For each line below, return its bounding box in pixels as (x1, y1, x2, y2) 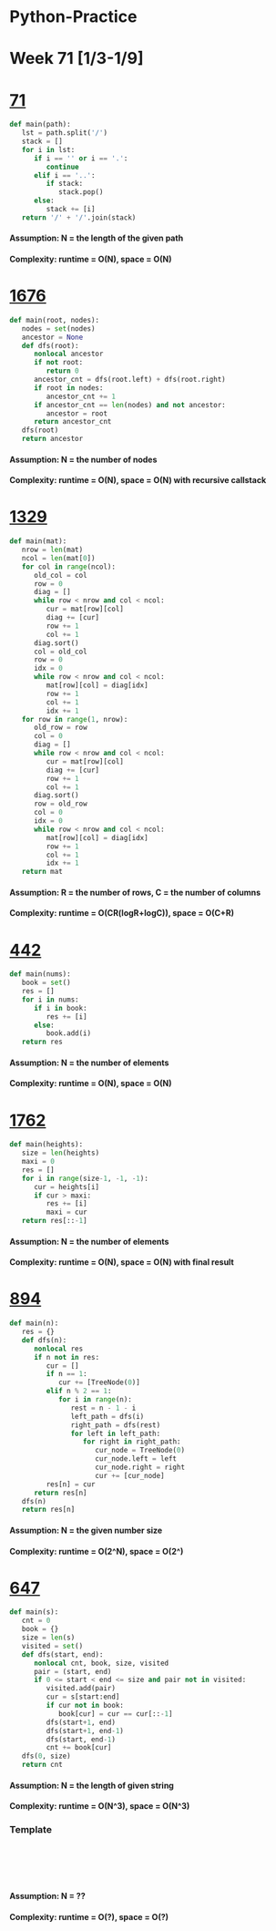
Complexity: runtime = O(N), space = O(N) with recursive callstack (9, 475, 267, 486)
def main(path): (9, 120, 71, 129)
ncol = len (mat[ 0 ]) (21, 553, 96, 562)
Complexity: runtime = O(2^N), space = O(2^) (9, 1546, 184, 1556)
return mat (21, 868, 64, 877)
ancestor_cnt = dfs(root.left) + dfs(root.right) (33, 375, 226, 385)
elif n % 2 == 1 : (46, 1387, 112, 1396)
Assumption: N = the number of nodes (9, 454, 158, 465)
